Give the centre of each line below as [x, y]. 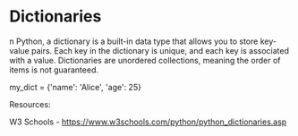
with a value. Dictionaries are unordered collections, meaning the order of [145, 60]
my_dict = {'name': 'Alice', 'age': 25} [75, 87]
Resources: [30, 104]
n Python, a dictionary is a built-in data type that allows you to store [134, 41]
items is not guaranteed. [54, 70]
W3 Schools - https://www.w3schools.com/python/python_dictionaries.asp [148, 122]
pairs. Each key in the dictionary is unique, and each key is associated [160, 50]
